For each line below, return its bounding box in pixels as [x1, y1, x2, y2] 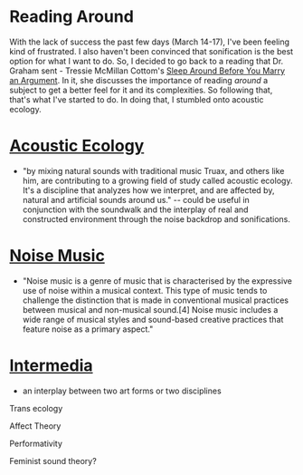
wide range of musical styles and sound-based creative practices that [22, 314, 284, 325]
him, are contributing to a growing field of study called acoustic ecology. [22, 175, 293, 186]
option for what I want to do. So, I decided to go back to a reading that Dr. [9, 55, 284, 66]
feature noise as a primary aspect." [22, 324, 154, 334]
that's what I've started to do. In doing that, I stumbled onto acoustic [9, 93, 264, 105]
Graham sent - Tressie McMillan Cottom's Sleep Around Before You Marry [9, 65, 286, 76]
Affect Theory [9, 420, 62, 431]
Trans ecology [9, 402, 63, 413]
